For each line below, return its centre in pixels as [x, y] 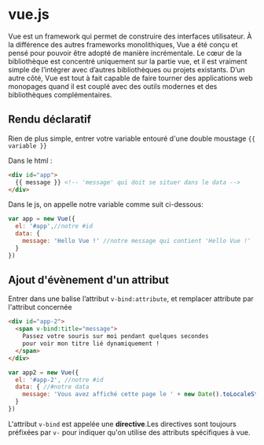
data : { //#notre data [52, 387]
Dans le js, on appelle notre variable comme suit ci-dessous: [106, 204]
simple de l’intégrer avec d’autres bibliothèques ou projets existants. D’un [126, 69]
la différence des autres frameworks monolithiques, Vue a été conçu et [123, 44]
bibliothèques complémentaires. [60, 94]
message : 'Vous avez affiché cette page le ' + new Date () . [123, 395]
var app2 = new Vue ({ [44, 372]
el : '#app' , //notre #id [54, 226]
